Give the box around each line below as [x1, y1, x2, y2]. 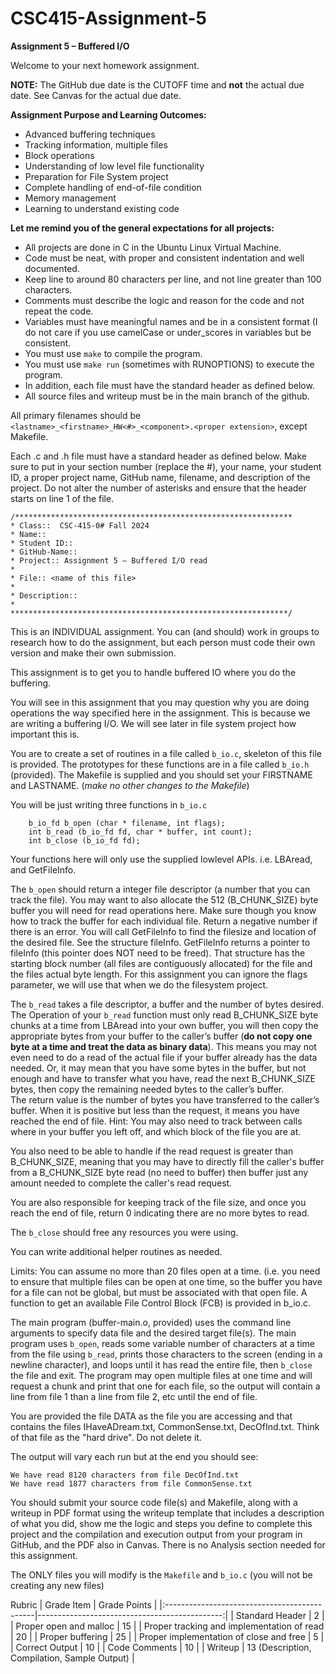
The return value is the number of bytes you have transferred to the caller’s [10, 1093, 320, 1106]
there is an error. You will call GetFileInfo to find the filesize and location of [10, 925, 317, 937]
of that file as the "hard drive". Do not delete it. [10, 1431, 202, 1443]
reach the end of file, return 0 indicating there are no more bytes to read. [10, 1207, 310, 1219]
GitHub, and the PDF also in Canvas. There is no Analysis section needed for [10, 1538, 326, 1551]
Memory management [24, 192, 117, 204]
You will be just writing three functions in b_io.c [10, 798, 208, 811]
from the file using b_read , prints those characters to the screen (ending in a [10, 1348, 323, 1360]
